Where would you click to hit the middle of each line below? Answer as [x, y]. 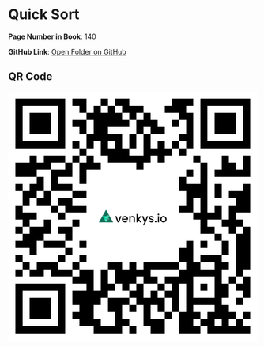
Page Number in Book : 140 [52, 36]
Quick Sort [44, 15]
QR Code [30, 77]
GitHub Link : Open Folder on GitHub [67, 51]
